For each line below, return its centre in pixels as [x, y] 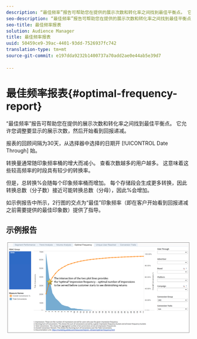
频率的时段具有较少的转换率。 [57, 170]
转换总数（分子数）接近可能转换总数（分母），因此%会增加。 [79, 190]
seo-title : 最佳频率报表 [34, 25]
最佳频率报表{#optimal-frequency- [92, 93]
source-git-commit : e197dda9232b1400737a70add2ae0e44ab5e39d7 [84, 56]
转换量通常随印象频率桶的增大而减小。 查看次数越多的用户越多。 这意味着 [95, 163]
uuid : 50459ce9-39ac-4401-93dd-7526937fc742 [61, 43]
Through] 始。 [23, 150]
